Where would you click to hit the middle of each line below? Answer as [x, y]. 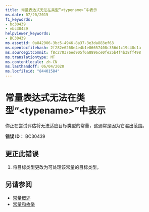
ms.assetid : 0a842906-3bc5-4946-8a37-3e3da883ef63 [60, 43]
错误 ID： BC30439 [25, 136]
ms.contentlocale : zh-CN [31, 62]
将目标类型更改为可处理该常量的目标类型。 [57, 167]
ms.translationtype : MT [30, 57]
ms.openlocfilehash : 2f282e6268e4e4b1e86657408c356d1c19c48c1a [73, 48]
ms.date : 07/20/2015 [27, 15]
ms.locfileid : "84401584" [32, 72]
